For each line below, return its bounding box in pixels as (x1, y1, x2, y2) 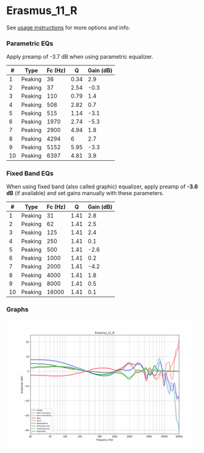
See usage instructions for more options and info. (6, 24, 131, 31)
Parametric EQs (6, 39, 54, 48)
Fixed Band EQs (6, 169, 54, 177)
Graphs (6, 305, 29, 314)
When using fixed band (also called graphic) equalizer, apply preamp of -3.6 (6, 183, 199, 190)
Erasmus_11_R (6, 4, 78, 18)
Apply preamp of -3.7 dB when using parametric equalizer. (6, 53, 153, 61)
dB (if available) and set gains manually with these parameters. (6, 190, 164, 197)
